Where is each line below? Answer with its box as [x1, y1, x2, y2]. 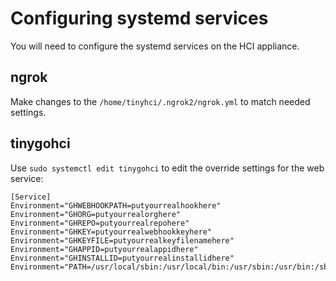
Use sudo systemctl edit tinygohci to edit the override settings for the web [10, 162, 325, 174]
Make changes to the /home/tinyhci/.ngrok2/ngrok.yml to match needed [10, 95, 311, 107]
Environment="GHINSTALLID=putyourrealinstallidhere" [10, 253, 235, 263]
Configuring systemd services [10, 7, 269, 30]
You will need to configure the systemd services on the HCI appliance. [10, 40, 300, 52]
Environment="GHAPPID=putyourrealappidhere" [10, 244, 199, 254]
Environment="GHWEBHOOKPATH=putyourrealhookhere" [10, 200, 222, 211]
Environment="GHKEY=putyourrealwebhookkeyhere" [10, 227, 213, 237]
